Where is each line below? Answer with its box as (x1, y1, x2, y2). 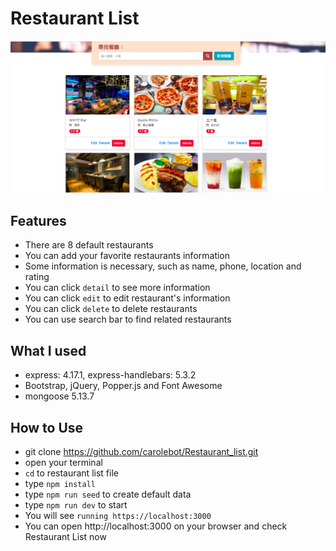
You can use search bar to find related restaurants (24, 313, 232, 326)
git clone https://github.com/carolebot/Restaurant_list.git (24, 446, 259, 457)
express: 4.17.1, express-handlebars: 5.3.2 (24, 369, 197, 381)
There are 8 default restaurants (24, 239, 154, 251)
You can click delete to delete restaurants (24, 303, 198, 315)
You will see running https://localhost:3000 (24, 510, 212, 521)
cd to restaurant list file (24, 467, 119, 479)
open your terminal (24, 457, 103, 468)
